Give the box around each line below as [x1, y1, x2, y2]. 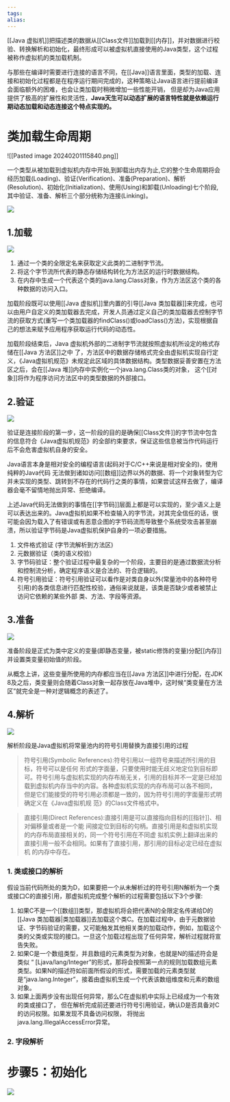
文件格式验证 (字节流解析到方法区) [16, 541, 114, 549]
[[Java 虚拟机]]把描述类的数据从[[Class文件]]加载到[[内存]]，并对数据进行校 [7, 36, 220, 45]
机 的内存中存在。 [23, 847, 74, 856]
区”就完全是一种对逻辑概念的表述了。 [7, 687, 112, 695]
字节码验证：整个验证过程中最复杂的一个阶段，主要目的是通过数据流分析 [16, 558, 221, 566]
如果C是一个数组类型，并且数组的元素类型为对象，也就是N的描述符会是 [16, 949, 218, 957]
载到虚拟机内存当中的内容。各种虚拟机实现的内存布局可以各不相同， [23, 782, 216, 790]
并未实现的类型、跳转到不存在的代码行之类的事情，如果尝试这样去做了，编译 [7, 478, 223, 486]
